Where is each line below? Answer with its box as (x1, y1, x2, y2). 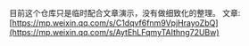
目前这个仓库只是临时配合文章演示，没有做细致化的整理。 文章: (9, 8, 241, 18)
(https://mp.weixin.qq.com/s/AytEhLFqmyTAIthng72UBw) (9, 27, 220, 37)
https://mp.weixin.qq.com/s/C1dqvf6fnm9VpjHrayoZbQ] (12, 18, 219, 28)
